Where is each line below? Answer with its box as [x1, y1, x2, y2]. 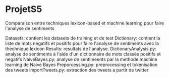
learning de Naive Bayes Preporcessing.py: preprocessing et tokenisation [5, 61, 158, 67]
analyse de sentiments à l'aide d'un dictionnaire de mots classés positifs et [5, 51, 161, 57]
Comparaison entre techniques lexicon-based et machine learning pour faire [5, 20, 164, 26]
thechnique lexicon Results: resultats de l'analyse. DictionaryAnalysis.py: [5, 45, 156, 51]
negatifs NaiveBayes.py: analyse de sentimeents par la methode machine [5, 56, 158, 62]
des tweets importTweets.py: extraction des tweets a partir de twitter [5, 66, 149, 73]
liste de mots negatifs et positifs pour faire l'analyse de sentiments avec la [5, 40, 159, 46]
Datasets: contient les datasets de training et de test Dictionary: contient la [5, 35, 160, 41]
